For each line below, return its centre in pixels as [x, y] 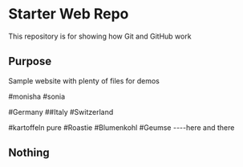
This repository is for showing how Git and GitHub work [100, 36]
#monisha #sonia [37, 96]
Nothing [29, 153]
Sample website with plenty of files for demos [84, 80]
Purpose [30, 61]
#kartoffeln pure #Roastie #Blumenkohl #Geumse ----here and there [121, 127]
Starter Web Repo [69, 14]
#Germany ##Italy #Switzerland [61, 112]
